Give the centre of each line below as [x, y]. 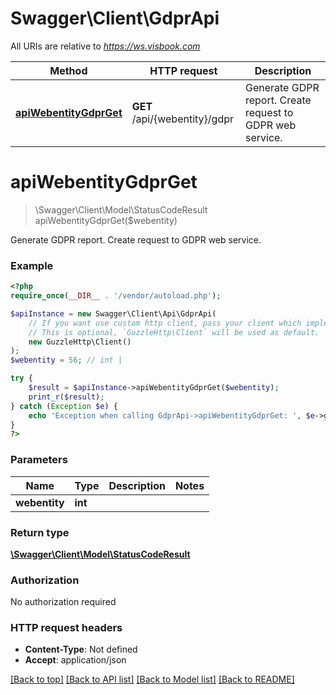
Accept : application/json [75, 660]
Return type [40, 532]
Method [68, 70]
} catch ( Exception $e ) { [64, 406]
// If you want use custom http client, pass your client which [165, 323]
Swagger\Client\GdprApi [115, 18]
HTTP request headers [66, 628]
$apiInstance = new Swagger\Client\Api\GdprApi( [113, 313]
